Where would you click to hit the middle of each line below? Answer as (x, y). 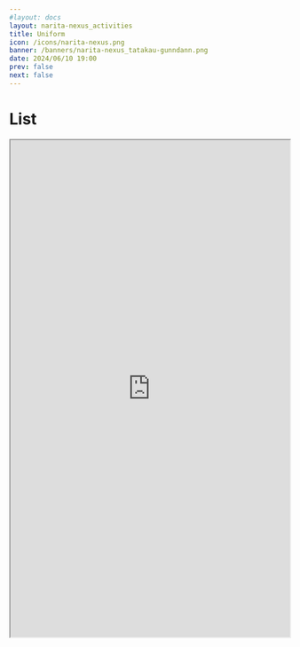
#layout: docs (36, 17)
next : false (31, 75)
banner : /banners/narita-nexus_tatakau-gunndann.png (109, 51)
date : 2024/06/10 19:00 (53, 59)
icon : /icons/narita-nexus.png (67, 42)
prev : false (31, 67)
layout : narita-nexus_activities (71, 26)
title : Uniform (37, 34)
